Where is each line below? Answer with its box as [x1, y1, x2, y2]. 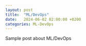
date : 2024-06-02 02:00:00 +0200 [5, 17, 81, 22]
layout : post [5, 7, 33, 13]
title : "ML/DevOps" [5, 12, 50, 17]
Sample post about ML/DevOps [5, 35, 72, 41]
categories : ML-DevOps [5, 21, 54, 27]
